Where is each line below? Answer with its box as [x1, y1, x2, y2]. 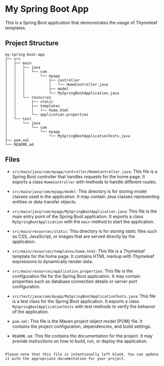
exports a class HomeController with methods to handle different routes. [12, 179, 157, 185]
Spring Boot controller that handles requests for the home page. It [12, 173, 145, 179]
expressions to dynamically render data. [12, 258, 94, 264]
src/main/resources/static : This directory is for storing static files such [12, 228, 158, 234]
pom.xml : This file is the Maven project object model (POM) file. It [12, 318, 143, 324]
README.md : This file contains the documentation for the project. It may [12, 333, 153, 339]
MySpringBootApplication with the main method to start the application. [12, 219, 155, 224]
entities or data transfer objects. [12, 198, 77, 204]
